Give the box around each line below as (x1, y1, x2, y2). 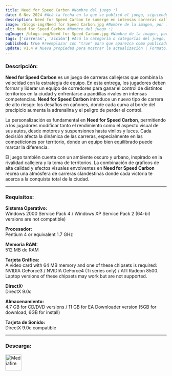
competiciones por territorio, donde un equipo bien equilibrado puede (5, 138, 153, 145)
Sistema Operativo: (5, 205, 48, 211)
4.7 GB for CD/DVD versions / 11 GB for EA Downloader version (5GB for (5, 304, 157, 310)
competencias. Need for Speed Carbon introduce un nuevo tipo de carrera (5, 96, 164, 102)
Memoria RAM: (5, 242, 38, 248)
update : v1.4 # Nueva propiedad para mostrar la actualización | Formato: (5, 46, 168, 51)
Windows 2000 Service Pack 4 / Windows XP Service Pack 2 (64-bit (5, 211, 150, 217)
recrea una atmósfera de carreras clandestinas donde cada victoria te (5, 170, 153, 176)
